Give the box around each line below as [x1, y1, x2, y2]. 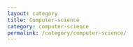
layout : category [7, 10, 58, 17]
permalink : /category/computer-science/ [7, 29, 127, 37]
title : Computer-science [7, 17, 80, 23]
